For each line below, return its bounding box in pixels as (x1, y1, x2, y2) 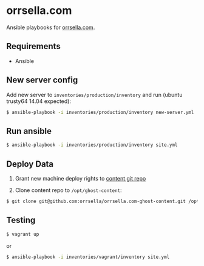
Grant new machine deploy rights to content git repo (15, 175, 146, 182)
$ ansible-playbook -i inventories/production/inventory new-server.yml (6, 109, 194, 115)
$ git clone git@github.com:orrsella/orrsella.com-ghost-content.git (6, 198, 186, 204)
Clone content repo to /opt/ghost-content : (15, 186, 123, 194)
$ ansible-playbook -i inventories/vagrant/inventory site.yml (6, 254, 170, 260)
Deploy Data (6, 159, 54, 169)
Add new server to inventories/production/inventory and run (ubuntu (6, 91, 183, 98)
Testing (6, 215, 36, 225)
